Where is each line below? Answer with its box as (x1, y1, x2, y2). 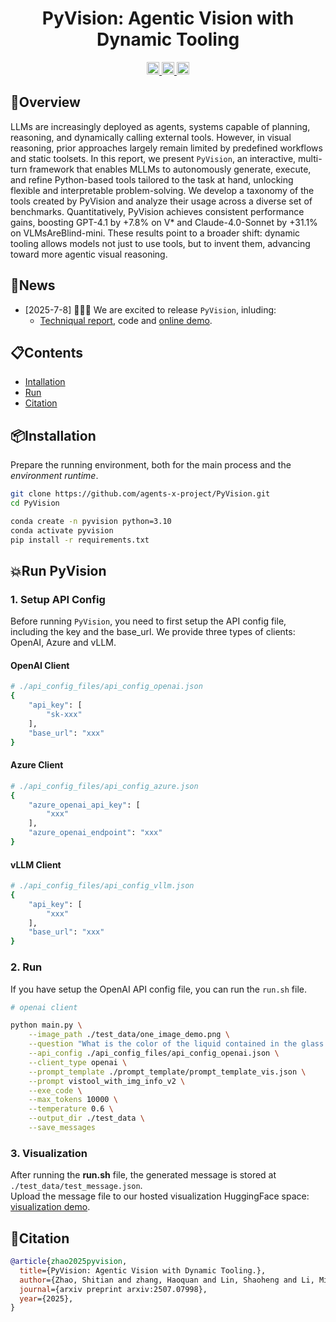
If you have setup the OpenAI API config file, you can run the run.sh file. (10, 983, 307, 995)
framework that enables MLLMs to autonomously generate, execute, (29, 163, 312, 175)
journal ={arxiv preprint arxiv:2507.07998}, (19, 1284, 208, 1294)
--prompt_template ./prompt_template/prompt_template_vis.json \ (28, 1067, 307, 1077)
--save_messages (28, 1123, 97, 1133)
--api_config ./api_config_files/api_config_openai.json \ (28, 1048, 280, 1059)
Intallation (24, 376, 66, 388)
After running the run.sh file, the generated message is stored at (10, 1169, 277, 1181)
